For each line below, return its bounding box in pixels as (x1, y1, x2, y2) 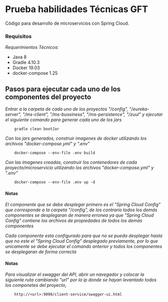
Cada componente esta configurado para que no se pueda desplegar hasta (5, 233, 163, 239)
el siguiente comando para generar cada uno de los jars (5, 117, 122, 123)
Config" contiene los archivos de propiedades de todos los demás (5, 218, 142, 224)
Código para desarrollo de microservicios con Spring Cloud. (5, 20, 129, 26)
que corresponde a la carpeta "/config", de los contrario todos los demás (5, 207, 157, 213)
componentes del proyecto (5, 92, 91, 101)
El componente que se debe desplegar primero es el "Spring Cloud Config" (5, 202, 161, 208)
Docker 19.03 (12, 65, 40, 71)
